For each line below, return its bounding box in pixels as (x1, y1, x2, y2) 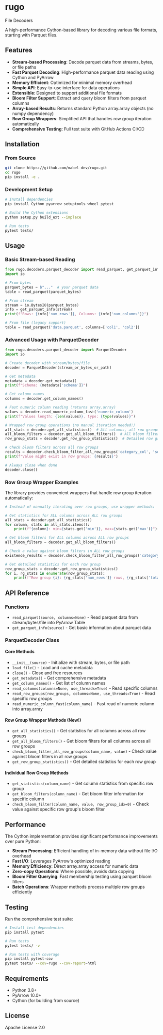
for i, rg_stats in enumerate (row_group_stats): (5, 571, 105, 576)
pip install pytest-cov (5, 956, 53, 961)
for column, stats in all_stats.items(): (5, 522, 90, 527)
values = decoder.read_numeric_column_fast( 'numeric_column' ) (5, 409, 133, 414)
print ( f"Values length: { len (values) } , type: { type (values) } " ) (5, 414, 136, 419)
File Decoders (5, 17, 33, 23)
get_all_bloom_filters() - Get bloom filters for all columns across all (12, 738, 151, 744)
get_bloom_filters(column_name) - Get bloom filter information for (12, 791, 144, 797)
